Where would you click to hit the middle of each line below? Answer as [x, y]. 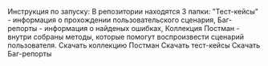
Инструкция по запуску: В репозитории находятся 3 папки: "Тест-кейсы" [133, 12]
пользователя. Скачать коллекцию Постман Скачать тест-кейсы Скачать [134, 45]
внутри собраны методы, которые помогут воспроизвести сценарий [126, 37]
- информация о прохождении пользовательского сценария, [112, 20]
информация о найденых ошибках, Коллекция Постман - [142, 28]
